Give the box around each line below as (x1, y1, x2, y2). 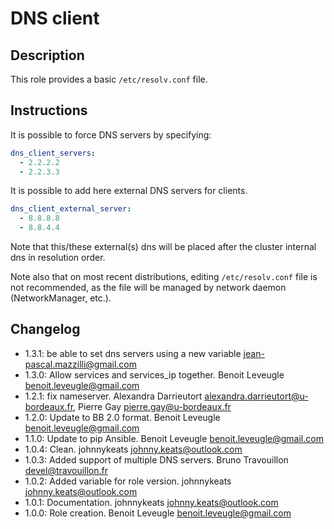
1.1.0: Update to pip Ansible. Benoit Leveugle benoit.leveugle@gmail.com (24, 432, 324, 444)
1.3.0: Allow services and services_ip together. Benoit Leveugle (24, 368, 285, 381)
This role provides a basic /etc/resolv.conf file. (10, 73, 208, 85)
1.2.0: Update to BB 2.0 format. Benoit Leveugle (24, 411, 221, 423)
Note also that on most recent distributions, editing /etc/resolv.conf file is (10, 271, 318, 283)
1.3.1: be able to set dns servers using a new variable (24, 347, 242, 359)
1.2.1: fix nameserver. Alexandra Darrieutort (24, 390, 203, 402)
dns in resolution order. (10, 252, 106, 264)
